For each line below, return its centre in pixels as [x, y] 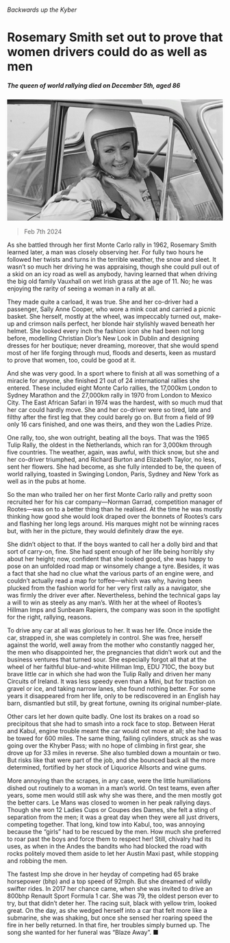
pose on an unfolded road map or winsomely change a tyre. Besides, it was [113, 566]
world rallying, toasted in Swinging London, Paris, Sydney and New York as [113, 474]
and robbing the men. [38, 861]
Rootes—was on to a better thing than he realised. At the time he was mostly [115, 509]
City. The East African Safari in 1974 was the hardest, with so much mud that [115, 403]
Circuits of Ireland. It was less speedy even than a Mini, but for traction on [111, 681]
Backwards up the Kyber [42, 10]
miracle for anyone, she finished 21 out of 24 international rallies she [103, 381]
